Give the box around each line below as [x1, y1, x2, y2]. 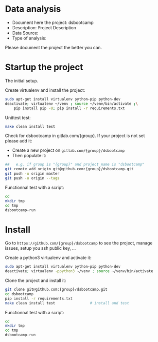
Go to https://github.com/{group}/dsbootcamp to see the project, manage [5, 240, 153, 246]
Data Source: [12, 30, 39, 36]
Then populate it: [12, 153, 47, 159]
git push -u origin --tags [5, 176, 60, 181]
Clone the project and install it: [5, 278, 67, 283]
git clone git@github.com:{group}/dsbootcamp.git [5, 287, 108, 292]
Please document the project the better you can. [5, 44, 102, 50]
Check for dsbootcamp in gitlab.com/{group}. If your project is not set [5, 133, 145, 139]
